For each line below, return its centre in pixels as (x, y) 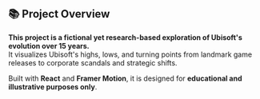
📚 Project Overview (59, 14)
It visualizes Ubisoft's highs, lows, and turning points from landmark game (130, 54)
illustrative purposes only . (53, 86)
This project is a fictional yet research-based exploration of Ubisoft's (125, 37)
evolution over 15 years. (49, 46)
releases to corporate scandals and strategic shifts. (93, 62)
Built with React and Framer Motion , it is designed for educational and (125, 78)
